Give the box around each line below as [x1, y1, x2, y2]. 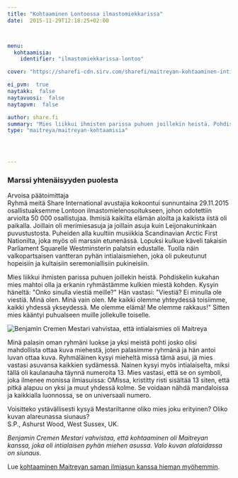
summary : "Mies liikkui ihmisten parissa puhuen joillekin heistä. [7, 120, 211, 128]
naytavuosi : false [7, 94, 65, 102]
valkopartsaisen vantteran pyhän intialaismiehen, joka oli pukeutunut [7, 251, 207, 260]
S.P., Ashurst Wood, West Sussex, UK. [7, 420, 119, 428]
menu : [7, 42, 23, 50]
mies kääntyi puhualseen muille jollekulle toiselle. [7, 310, 151, 320]
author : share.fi [7, 114, 59, 121]
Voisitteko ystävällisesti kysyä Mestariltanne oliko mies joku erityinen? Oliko [7, 405, 228, 413]
